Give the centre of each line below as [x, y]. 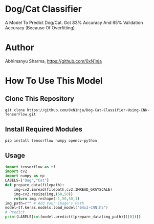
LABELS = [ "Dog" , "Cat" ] [27, 180]
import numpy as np [25, 176]
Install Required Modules [44, 129]
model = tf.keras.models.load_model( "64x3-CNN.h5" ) [57, 208]
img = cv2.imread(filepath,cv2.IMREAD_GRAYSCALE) [63, 189]
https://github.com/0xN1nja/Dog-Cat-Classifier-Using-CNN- [88, 110]
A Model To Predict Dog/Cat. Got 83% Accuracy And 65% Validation [74, 22]
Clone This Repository [40, 99]
